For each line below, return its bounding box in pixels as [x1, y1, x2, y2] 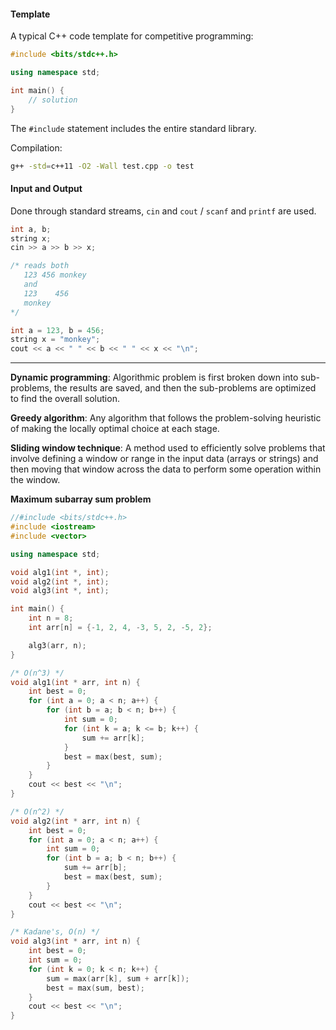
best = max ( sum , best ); [46, 983, 145, 993]
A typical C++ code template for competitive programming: [10, 30, 254, 42]
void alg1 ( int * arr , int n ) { [10, 677, 141, 687]
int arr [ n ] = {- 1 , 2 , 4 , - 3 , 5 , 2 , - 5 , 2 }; [28, 623, 213, 633]
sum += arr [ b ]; [63, 863, 128, 873]
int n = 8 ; [28, 613, 74, 624]
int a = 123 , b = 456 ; [10, 325, 105, 335]
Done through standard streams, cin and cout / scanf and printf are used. [10, 205, 317, 217]
